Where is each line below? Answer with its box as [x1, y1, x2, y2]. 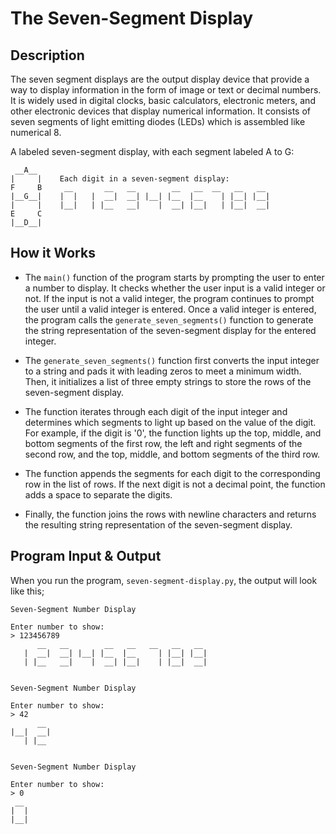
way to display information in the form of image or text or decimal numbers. [10, 84, 322, 96]
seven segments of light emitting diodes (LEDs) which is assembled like [10, 116, 306, 127]
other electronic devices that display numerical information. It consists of [10, 105, 311, 117]
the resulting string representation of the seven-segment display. [24, 518, 293, 531]
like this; [10, 585, 45, 597]
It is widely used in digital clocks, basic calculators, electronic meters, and [10, 95, 316, 106]
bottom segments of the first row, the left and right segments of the [24, 437, 303, 449]
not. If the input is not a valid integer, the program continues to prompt [24, 292, 315, 304]
